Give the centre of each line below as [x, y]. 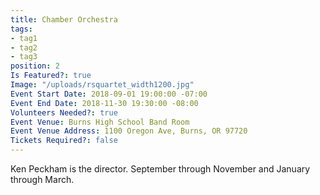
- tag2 [24, 47]
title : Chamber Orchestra [64, 19]
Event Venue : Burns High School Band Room [100, 122]
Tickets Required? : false [64, 141]
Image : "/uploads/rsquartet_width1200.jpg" [102, 85]
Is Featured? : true [51, 76]
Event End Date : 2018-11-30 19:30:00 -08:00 [104, 103]
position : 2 [35, 66]
